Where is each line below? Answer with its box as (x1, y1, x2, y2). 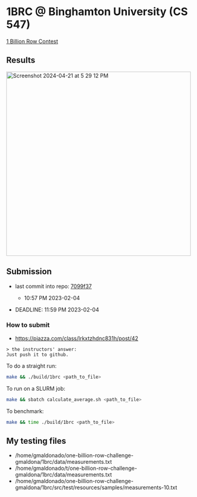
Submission (6, 266, 53, 277)
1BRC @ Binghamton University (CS (6, 5, 189, 19)
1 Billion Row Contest (6, 37, 59, 45)
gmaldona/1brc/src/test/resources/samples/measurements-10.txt (15, 484, 177, 491)
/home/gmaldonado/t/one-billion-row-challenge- (15, 464, 137, 472)
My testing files (6, 435, 66, 446)
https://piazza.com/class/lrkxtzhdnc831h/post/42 (15, 335, 139, 342)
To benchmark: (6, 407, 44, 415)
